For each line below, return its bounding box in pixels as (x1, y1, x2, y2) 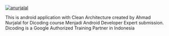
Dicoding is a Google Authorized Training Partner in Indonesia (5, 25, 135, 31)
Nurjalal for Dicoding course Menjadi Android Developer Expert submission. (5, 20, 164, 25)
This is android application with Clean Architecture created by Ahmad (5, 14, 151, 20)
